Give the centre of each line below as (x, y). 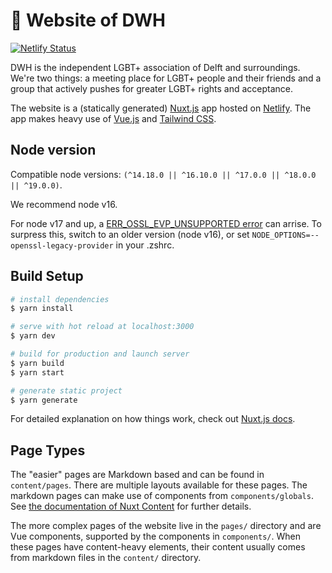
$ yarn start (37, 372)
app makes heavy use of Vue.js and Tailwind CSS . (113, 118)
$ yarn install (42, 309)
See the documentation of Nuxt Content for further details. (131, 506)
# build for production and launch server (100, 354)
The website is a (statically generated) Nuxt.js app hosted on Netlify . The (161, 108)
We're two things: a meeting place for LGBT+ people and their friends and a (166, 78)
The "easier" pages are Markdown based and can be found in (137, 475)
